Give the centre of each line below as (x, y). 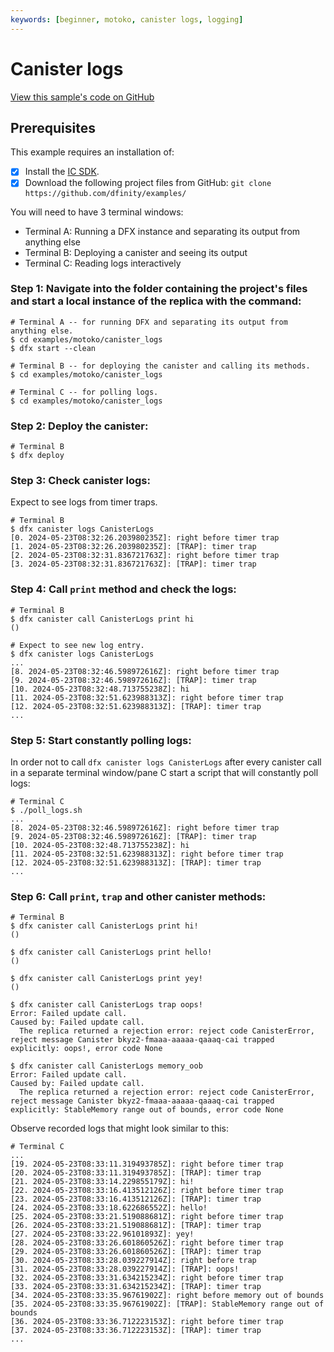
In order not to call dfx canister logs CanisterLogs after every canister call (166, 762)
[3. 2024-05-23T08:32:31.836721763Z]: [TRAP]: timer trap (133, 564)
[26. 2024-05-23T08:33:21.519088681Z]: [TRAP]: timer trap (136, 1226)
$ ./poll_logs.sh (46, 810)
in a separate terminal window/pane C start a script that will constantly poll (164, 772)
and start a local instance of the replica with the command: (156, 301)
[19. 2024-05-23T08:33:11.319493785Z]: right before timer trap (147, 1164)
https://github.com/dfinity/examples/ (105, 193)
